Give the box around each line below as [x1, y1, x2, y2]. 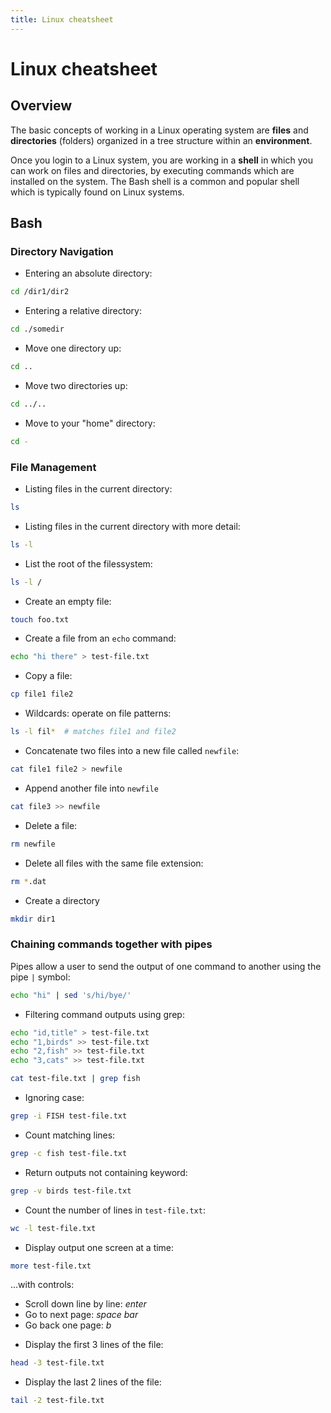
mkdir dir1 [10, 914, 56, 924]
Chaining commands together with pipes [10, 937, 213, 951]
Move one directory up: [24, 342, 122, 355]
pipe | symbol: [10, 971, 71, 983]
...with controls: [10, 1279, 75, 1291]
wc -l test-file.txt [10, 1223, 97, 1233]
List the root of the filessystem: [24, 557, 153, 570]
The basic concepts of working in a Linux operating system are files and [10, 124, 309, 136]
